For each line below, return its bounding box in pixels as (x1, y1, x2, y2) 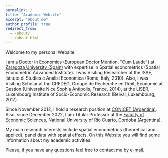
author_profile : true (5, 21, 51, 27)
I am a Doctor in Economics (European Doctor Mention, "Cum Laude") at (5, 59, 155, 65)
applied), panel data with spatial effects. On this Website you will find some (5, 132, 160, 138)
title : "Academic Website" (5, 12, 62, 17)
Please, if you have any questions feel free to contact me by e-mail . (5, 147, 144, 153)
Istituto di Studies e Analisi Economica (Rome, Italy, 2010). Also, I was (5, 75, 149, 81)
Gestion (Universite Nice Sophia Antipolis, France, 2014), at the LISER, (5, 86, 150, 92)
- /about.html (10, 36, 39, 41)
